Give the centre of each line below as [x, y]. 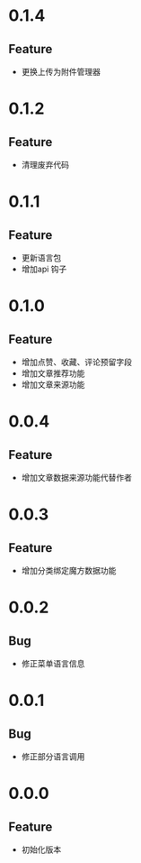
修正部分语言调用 [53, 757]
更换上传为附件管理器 [61, 72]
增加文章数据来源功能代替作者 [76, 477]
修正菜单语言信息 [53, 663]
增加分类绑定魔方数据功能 [69, 570]
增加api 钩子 [44, 269]
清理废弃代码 [45, 165]
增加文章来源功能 [53, 385]
